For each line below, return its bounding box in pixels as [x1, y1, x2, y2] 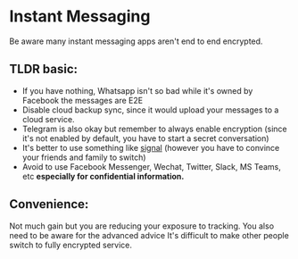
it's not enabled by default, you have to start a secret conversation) [21, 132, 269, 144]
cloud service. [21, 113, 75, 124]
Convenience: [9, 196, 89, 212]
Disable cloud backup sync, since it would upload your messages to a [21, 104, 279, 115]
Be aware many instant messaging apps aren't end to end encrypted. [9, 36, 263, 46]
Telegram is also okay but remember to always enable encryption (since [21, 123, 287, 134]
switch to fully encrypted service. [9, 239, 132, 250]
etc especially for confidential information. [21, 171, 185, 181]
